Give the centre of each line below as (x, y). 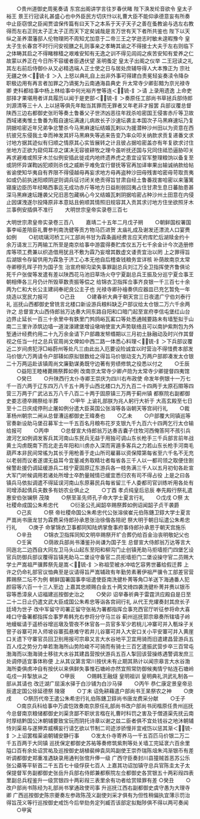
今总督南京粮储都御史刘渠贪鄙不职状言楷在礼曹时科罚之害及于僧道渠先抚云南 (100, 713)
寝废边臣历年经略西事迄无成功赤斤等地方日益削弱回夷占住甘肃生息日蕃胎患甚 (100, 187)
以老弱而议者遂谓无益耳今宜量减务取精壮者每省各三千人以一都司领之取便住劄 (100, 460)
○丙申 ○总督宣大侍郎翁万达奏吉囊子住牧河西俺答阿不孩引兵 (112, 431)
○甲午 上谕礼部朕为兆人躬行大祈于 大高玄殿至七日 (131, 401)
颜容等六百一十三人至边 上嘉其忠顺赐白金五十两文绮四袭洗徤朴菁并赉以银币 (98, 587)
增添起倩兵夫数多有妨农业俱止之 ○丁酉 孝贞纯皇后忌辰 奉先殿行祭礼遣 (102, 490)
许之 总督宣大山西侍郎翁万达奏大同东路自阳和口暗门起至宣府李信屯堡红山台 (98, 312)
